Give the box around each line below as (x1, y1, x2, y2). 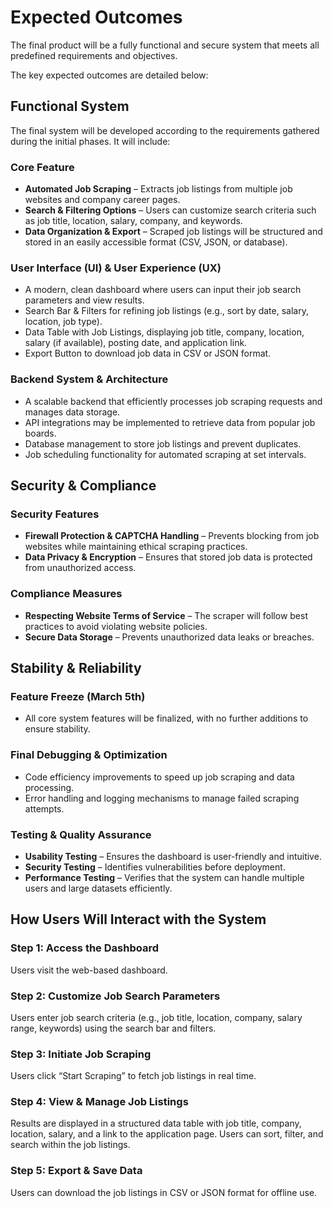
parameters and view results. (24, 294, 145, 306)
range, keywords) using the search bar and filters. (10, 1022, 217, 1034)
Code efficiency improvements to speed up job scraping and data (24, 771, 295, 783)
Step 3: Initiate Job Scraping (10, 1047, 152, 1061)
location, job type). (24, 316, 103, 328)
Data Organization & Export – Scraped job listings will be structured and (24, 226, 323, 238)
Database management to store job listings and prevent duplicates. (24, 437, 302, 450)
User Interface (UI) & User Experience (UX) (10, 261, 222, 275)
